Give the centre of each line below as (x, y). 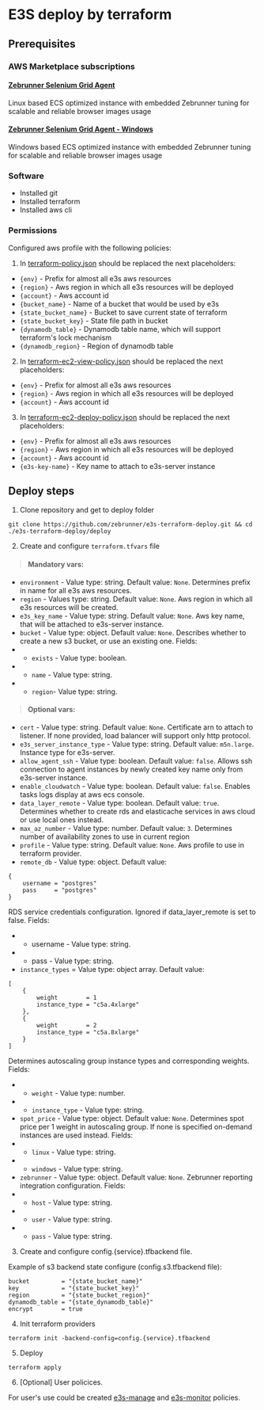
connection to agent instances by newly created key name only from (131, 769)
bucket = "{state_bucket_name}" (76, 1281)
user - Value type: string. (72, 1219)
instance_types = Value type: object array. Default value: (112, 969)
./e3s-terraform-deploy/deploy (60, 532)
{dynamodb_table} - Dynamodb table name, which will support (120, 329)
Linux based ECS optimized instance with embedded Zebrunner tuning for (129, 103)
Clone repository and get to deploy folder (87, 510)
